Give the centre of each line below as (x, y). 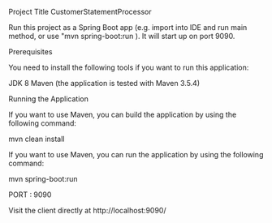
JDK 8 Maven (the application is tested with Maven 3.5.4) (104, 83)
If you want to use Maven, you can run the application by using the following (136, 154)
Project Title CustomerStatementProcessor (80, 12)
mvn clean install (37, 139)
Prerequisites (30, 51)
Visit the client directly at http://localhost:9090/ (87, 210)
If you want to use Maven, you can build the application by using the (123, 114)
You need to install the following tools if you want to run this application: (129, 67)
